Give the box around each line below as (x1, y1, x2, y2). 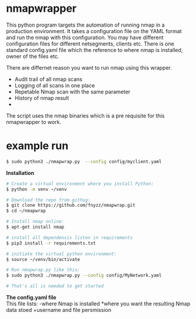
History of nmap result (14, 94, 69, 102)
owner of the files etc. (6, 53, 59, 60)
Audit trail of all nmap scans (14, 76, 82, 83)
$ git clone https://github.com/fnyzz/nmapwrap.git (6, 203, 135, 209)
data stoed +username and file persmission (6, 307, 112, 313)
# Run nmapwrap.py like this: (6, 267, 81, 273)
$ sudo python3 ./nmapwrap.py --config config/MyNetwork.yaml (6, 272, 162, 279)
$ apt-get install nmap (6, 224, 65, 230)
